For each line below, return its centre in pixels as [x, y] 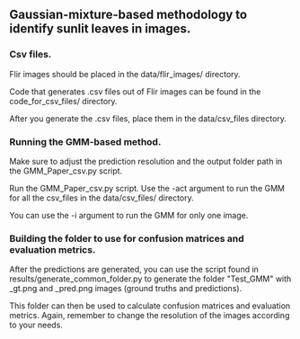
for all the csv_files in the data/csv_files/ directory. [102, 198]
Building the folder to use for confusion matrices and [127, 238]
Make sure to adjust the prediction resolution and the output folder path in [146, 161]
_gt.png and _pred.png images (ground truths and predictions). [126, 289]
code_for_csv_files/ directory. [64, 101]
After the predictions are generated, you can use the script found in [134, 270]
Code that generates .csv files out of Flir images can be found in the [135, 91]
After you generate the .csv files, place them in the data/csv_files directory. [148, 118]
